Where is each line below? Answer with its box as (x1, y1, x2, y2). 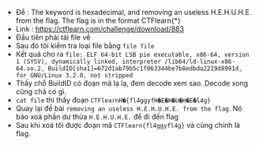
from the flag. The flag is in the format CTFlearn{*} (15, 16, 182, 25)
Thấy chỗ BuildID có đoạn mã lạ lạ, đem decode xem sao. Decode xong (15, 79, 249, 88)
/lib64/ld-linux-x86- (164, 58, 235, 66)
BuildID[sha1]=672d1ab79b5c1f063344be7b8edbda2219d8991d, (47, 65, 242, 73)
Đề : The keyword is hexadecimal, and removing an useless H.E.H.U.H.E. (15, 8, 252, 17)
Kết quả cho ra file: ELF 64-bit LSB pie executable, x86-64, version (15, 50, 250, 58)
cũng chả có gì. (15, 87, 67, 96)
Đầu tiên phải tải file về (15, 32, 91, 42)
